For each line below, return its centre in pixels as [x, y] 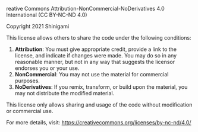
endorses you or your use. [47, 68]
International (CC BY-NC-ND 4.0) [47, 15]
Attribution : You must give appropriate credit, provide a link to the [96, 49]
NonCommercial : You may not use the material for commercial [92, 74]
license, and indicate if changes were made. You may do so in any [96, 55]
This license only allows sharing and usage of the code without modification [99, 105]
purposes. [27, 81]
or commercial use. [30, 111]
